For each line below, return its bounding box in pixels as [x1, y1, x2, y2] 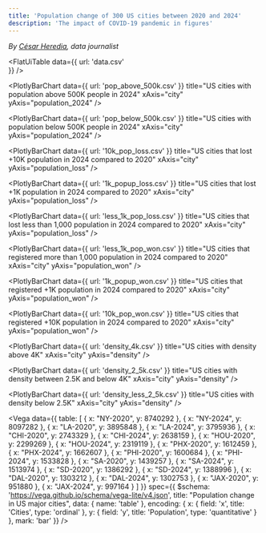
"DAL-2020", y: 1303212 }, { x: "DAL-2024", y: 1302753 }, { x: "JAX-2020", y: [8, 473, 259, 483]
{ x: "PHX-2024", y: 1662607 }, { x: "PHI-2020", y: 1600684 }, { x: [8, 447, 223, 457]
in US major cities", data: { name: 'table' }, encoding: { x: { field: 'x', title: [8, 499, 245, 508]
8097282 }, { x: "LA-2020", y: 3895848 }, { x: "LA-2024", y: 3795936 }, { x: [8, 422, 256, 431]
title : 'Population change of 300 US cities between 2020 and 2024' [8, 11, 242, 20]
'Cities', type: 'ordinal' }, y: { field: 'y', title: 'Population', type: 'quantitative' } [8, 507, 258, 517]
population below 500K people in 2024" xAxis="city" [8, 122, 183, 131]
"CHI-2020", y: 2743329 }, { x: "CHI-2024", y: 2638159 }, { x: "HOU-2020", [8, 430, 256, 440]
